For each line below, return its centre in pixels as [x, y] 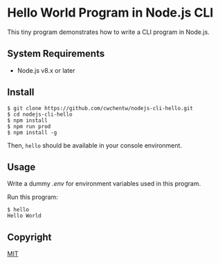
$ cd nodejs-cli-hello [40, 114]
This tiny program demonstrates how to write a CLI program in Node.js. [108, 32]
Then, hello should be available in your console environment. [94, 145]
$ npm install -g [32, 132]
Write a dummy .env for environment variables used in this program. [104, 184]
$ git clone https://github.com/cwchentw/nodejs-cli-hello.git [100, 108]
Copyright [29, 237]
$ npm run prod [29, 126]
